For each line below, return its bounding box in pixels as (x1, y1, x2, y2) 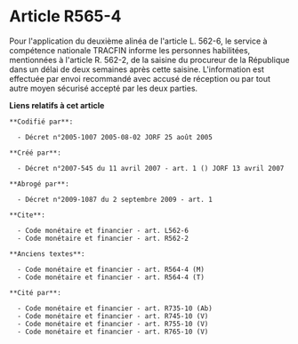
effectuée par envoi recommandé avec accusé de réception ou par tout (9, 73, 271, 84)
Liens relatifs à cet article (9, 100, 105, 110)
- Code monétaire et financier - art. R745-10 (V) (17, 311, 209, 321)
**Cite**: (9, 211, 46, 220)
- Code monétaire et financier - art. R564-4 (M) (17, 265, 205, 274)
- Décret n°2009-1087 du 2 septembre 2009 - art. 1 (17, 195, 213, 204)
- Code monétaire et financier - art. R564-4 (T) (17, 273, 205, 282)
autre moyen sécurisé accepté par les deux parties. (9, 83, 198, 93)
